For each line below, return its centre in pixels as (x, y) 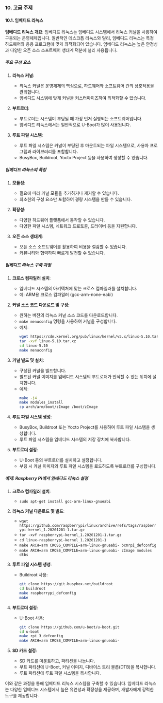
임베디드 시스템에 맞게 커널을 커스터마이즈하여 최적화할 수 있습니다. (83, 98)
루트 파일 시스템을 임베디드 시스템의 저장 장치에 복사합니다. (75, 440)
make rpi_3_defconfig (41, 636)
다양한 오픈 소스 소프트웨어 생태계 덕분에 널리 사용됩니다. (64, 50)
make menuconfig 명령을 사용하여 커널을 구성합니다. (68, 321)
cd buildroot (33, 589)
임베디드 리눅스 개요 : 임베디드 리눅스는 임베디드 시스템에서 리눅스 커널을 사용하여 (81, 32)
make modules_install (41, 403)
